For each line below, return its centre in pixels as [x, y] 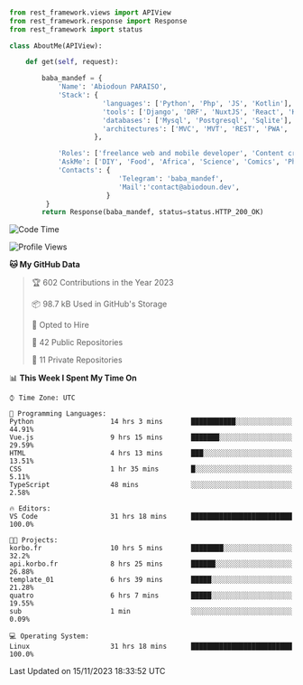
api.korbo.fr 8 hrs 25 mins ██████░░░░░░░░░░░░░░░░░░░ [151, 564]
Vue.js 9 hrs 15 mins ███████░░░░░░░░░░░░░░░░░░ [151, 437]
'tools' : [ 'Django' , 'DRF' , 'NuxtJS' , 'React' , [193, 112]
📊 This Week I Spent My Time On [73, 378]
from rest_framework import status [76, 29]
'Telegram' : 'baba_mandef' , [171, 178]
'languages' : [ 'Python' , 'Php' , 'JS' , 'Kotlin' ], [197, 103]
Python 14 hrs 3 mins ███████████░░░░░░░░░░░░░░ [151, 422]
